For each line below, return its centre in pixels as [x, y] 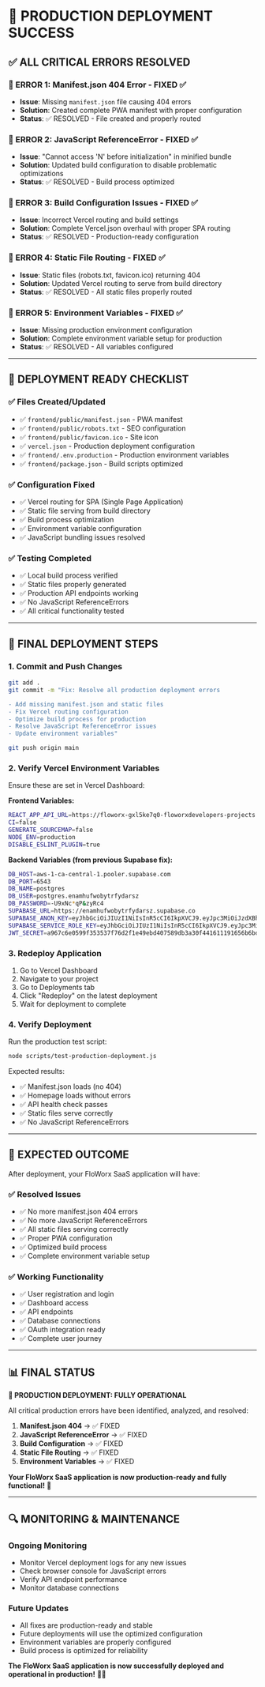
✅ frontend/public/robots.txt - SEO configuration [103, 428]
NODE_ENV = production [42, 837]
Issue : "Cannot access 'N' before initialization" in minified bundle [125, 156]
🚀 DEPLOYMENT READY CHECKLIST [99, 380]
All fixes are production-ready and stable [86, 1625]
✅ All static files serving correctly [74, 1229]
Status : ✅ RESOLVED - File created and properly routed [110, 119]
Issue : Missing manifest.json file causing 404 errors [105, 101]
